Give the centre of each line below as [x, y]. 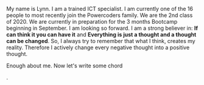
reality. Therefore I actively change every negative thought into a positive [98, 47]
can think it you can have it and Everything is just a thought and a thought [101, 35]
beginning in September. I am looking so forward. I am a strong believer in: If [102, 28]
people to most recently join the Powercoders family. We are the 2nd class [100, 15]
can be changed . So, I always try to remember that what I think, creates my [101, 41]
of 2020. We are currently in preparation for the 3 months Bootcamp [92, 22]
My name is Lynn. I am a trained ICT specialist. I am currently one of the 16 [100, 9]
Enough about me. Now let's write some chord [65, 66]
